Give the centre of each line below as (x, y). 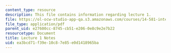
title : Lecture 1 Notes (31, 38)
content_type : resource (31, 10)
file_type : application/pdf (35, 24)
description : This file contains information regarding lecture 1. (78, 15)
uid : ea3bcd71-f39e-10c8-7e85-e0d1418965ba (52, 43)
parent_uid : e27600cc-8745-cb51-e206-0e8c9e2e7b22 (60, 29)
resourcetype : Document (31, 33)
